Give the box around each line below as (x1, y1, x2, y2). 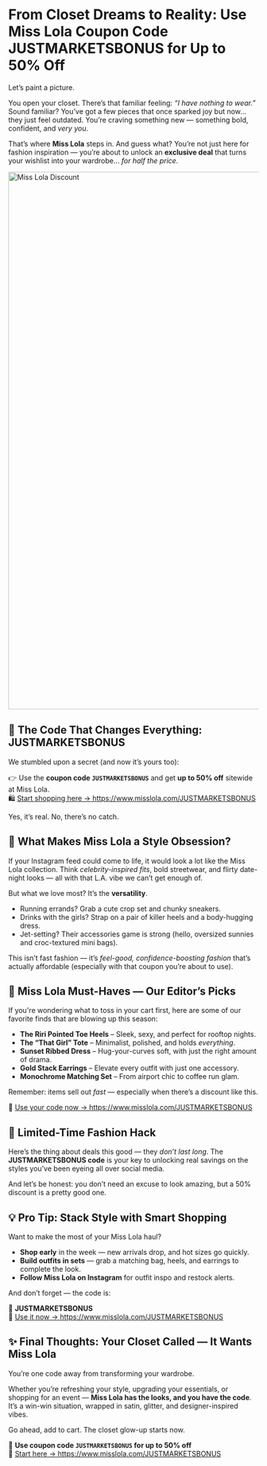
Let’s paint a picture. (8, 82, 75, 92)
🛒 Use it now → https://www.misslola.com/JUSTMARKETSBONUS (8, 1312, 224, 1321)
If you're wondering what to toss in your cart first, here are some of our (8, 1006, 242, 1015)
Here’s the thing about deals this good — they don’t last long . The (8, 1147, 224, 1156)
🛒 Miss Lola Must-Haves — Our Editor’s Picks (8, 984, 236, 998)
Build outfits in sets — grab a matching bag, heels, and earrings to (19, 1256, 239, 1265)
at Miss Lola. (8, 784, 50, 794)
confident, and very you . (8, 123, 89, 133)
